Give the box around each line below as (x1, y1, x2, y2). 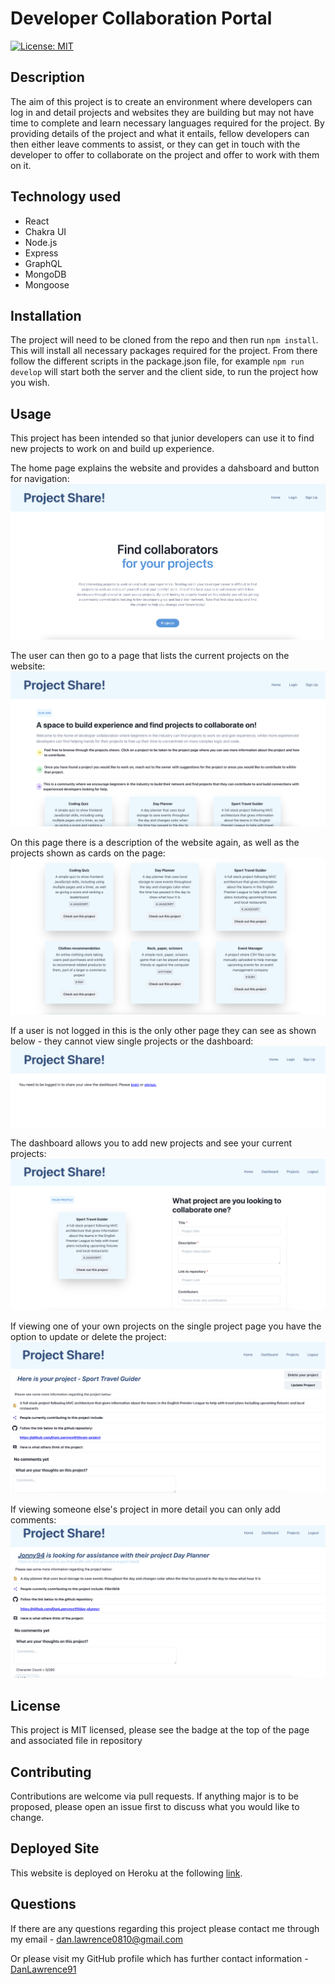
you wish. (10, 377, 50, 389)
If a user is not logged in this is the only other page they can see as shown (10, 1025, 317, 1037)
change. (10, 1812, 45, 1824)
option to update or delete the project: (10, 1331, 167, 1343)
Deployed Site (10, 1840, 100, 1857)
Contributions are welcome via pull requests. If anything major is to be (10, 1790, 299, 1802)
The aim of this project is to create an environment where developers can (10, 95, 313, 107)
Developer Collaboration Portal (10, 7, 273, 30)
